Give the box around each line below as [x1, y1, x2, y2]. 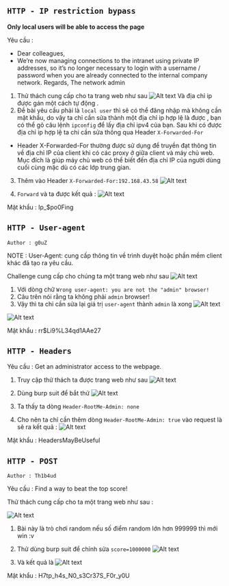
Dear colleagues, [16, 49, 66, 58]
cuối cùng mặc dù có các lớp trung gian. [16, 163, 131, 171]
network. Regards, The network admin [16, 78, 125, 86]
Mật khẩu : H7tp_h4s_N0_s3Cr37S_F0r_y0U [7, 572, 130, 580]
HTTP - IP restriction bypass [7, 6, 136, 16]
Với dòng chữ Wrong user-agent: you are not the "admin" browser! [16, 285, 210, 293]
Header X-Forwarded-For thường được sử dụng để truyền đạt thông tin [16, 141, 217, 149]
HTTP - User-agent [7, 223, 85, 233]
